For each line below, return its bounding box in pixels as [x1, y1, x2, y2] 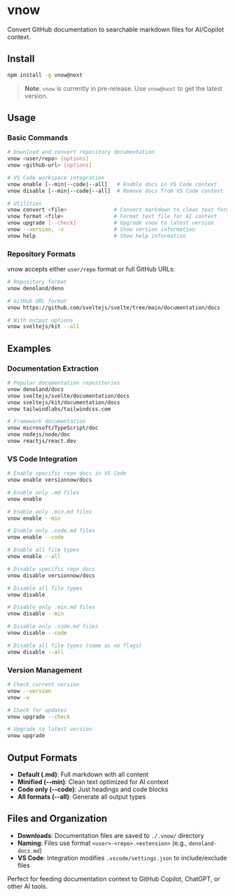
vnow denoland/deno [7, 285, 64, 292]
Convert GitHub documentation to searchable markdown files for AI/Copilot [7, 25, 225, 34]
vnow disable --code [7, 630, 68, 637]
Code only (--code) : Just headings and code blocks [17, 785, 169, 793]
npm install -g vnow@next [7, 71, 83, 78]
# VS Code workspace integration [7, 174, 105, 181]
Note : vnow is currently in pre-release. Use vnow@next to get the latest [24, 84, 222, 92]
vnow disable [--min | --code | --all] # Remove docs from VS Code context [7, 187, 224, 194]
